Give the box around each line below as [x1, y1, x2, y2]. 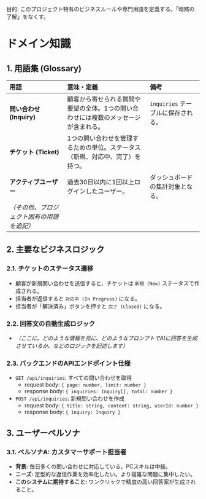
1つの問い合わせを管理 [67, 134, 133, 143]
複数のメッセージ [91, 113, 141, 122]
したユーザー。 [85, 187, 129, 195]
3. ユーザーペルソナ [6, 428, 81, 438]
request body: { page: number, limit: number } [24, 381, 147, 388]
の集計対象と [150, 183, 187, 191]
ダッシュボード [150, 173, 193, 181]
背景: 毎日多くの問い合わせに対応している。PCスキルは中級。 [15, 463, 172, 470]
